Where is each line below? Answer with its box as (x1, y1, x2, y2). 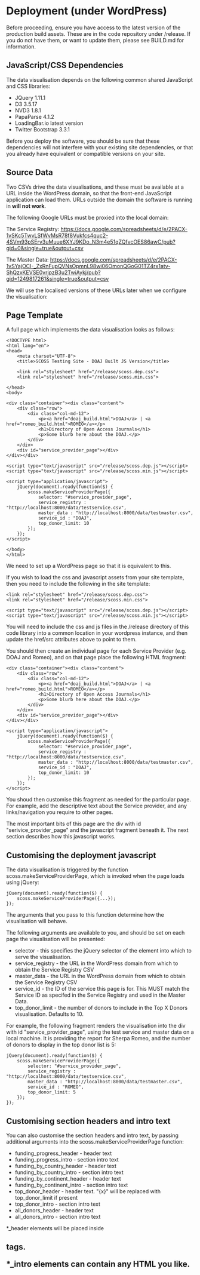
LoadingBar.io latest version (14, 119, 84, 127)
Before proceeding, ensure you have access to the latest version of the (6, 24, 181, 31)
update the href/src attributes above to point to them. (6, 636, 137, 643)
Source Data (6, 167, 53, 177)
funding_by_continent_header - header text (14, 1175, 121, 1182)
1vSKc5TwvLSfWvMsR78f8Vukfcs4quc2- (6, 232, 109, 239)
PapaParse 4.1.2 (14, 113, 55, 120)
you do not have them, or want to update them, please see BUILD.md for (6, 36, 184, 44)
